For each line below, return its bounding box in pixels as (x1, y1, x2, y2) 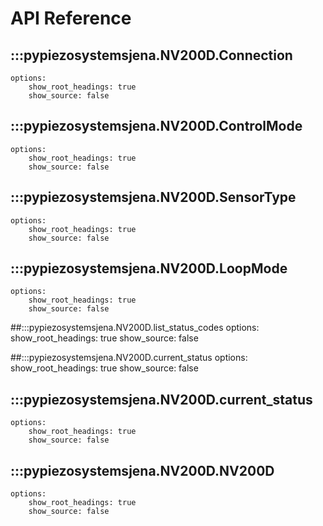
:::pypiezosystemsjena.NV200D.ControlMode (10, 118, 303, 135)
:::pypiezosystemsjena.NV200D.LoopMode (10, 260, 288, 277)
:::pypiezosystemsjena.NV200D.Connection (10, 47, 293, 64)
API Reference (10, 7, 132, 30)
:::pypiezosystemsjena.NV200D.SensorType (10, 189, 297, 206)
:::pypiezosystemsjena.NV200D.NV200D (10, 462, 275, 479)
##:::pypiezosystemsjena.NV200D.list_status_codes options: (10, 322, 260, 334)
